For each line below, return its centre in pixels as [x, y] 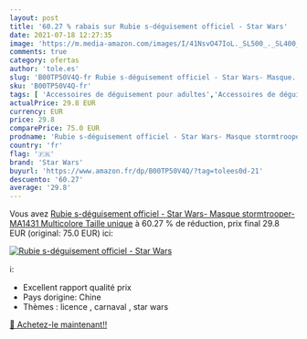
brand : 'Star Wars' [47, 162]
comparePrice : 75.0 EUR [55, 129]
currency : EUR [37, 111]
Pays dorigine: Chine [62, 297]
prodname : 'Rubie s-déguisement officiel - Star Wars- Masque [130, 137]
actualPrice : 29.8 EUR [53, 103]
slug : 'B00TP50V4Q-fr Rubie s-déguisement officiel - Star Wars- [136, 78]
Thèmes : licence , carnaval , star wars [95, 307]
